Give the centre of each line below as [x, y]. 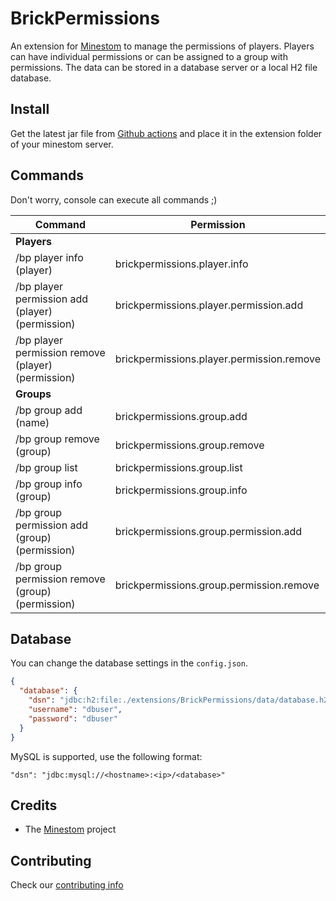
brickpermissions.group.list [178, 467]
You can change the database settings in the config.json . [129, 663]
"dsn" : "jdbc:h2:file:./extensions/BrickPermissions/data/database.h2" [180, 700]
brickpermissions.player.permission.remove [217, 359]
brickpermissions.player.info [181, 264]
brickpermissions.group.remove [189, 445]
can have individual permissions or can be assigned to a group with [149, 56]
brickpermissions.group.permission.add [208, 531]
